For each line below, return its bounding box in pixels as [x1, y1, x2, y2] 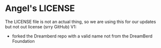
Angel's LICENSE [5, 3, 75, 14]
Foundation [12, 38, 35, 44]
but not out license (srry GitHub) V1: [5, 24, 77, 29]
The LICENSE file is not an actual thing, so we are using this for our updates [5, 19, 156, 24]
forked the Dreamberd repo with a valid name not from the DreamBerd [12, 33, 153, 39]
